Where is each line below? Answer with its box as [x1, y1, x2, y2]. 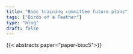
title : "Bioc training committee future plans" [6, 8, 128, 15]
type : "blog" [6, 20, 39, 26]
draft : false [6, 25, 39, 31]
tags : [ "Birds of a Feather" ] [6, 14, 82, 20]
